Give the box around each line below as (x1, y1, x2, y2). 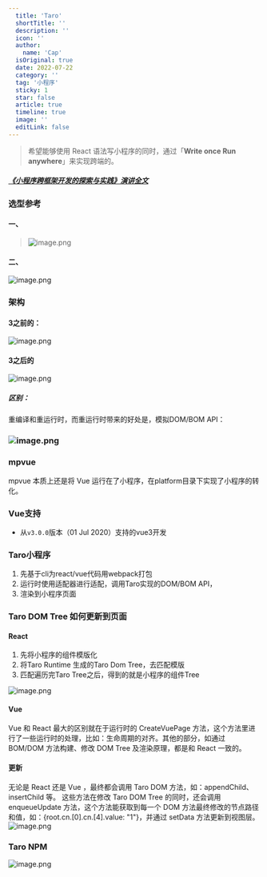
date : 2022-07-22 (15, 64, 74, 72)
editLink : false (15, 123, 70, 131)
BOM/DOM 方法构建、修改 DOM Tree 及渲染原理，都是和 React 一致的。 (8, 743, 246, 752)
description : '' (15, 26, 70, 34)
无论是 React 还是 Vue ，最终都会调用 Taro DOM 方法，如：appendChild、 (8, 782, 253, 791)
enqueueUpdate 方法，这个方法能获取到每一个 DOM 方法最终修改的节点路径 (8, 802, 260, 811)
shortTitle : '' (15, 19, 66, 27)
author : (15, 42, 42, 50)
